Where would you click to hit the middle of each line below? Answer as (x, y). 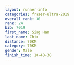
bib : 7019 (15, 28)
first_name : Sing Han (27, 32)
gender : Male (18, 50)
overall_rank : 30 (23, 19)
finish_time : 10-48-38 (28, 55)
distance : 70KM (21, 42)
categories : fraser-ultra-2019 (37, 14)
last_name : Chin (22, 37)
